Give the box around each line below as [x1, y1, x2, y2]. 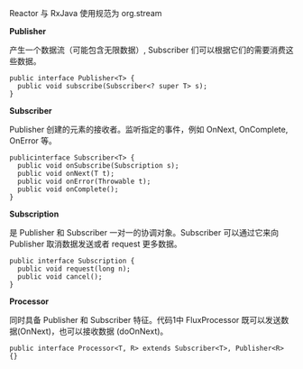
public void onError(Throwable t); [17, 177, 151, 186]
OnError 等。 [9, 135, 57, 146]
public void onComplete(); [17, 185, 119, 194]
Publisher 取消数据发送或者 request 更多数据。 [9, 238, 182, 249]
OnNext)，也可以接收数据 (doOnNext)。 [20, 326, 169, 337]
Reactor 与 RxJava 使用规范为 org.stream [9, 8, 162, 18]
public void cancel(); [17, 272, 103, 281]
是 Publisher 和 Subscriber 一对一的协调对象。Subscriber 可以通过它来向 [9, 227, 280, 237]
